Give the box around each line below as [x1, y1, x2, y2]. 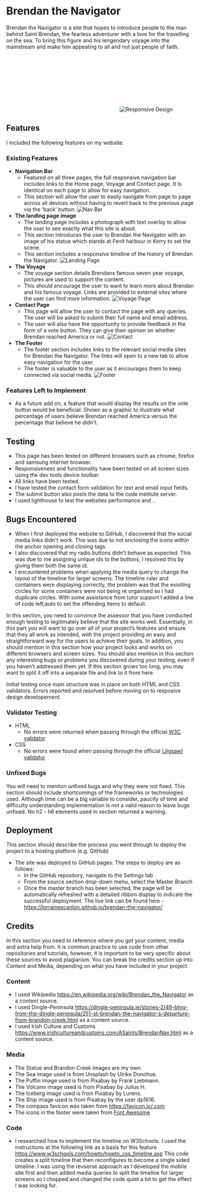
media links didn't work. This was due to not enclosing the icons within [14, 536, 189, 544]
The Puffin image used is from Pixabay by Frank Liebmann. [14, 1077, 160, 1084]
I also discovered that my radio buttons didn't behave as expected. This [14, 549, 191, 556]
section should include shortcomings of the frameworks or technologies [6, 789, 184, 796]
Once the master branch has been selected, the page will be [23, 885, 173, 892]
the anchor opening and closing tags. [14, 542, 107, 550]
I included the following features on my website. [6, 139, 124, 146]
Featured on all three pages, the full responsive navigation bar [23, 174, 177, 181]
